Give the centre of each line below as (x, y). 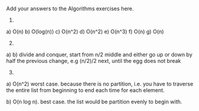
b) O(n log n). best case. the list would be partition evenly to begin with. (94, 102)
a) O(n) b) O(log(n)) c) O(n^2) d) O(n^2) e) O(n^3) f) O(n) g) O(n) (85, 31)
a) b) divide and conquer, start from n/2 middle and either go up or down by (99, 55)
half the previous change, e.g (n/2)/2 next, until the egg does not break (94, 61)
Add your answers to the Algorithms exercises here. (70, 9)
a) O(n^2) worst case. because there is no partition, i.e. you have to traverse (100, 84)
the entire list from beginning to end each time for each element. (85, 90)
